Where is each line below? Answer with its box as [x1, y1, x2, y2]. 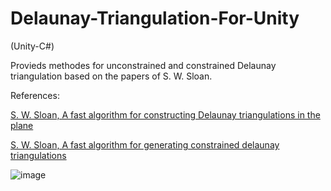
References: [10, 89, 60, 101]
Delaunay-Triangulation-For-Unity [10, 7, 300, 30]
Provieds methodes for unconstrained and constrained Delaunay [10, 59, 277, 71]
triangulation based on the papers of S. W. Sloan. [10, 70, 213, 82]
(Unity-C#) [10, 40, 55, 52]
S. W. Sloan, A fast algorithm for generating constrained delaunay [10, 138, 280, 151]
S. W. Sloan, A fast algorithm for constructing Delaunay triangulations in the [10, 108, 321, 121]
